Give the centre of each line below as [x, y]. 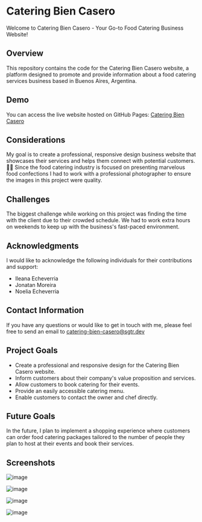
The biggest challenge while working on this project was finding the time [96, 214]
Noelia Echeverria [37, 291]
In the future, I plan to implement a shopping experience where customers [98, 431]
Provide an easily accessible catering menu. [70, 391]
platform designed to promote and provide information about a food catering [101, 74]
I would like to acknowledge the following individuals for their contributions [99, 260]
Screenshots [31, 462]
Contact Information [45, 310]
